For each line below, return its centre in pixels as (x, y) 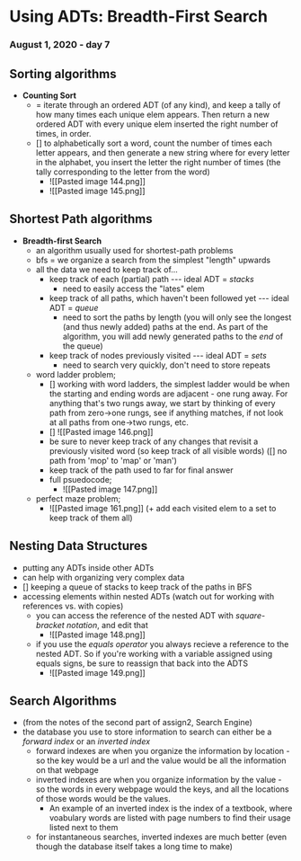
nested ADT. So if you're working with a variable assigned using (154, 653)
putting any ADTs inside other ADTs (88, 567)
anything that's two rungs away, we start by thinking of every (162, 403)
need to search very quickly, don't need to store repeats (167, 365)
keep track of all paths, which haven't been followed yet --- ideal (169, 297)
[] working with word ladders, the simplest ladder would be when (169, 384)
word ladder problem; (76, 374)
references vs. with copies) (73, 606)
